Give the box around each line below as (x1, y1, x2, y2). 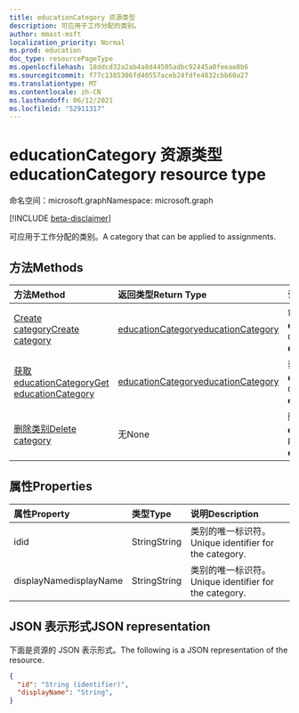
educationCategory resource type (9, 165, 267, 185)
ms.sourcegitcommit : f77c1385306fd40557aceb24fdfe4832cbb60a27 (9, 71, 249, 80)
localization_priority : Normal (9, 37, 125, 47)
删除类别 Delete (13, 423, 77, 434)
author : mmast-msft (9, 29, 82, 38)
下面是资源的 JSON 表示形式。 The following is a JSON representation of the (9, 644, 288, 655)
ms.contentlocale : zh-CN (9, 87, 101, 96)
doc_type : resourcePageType (9, 54, 114, 63)
